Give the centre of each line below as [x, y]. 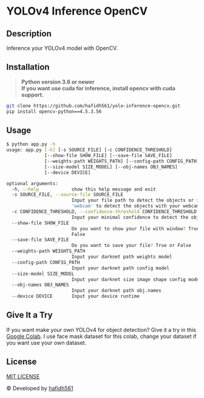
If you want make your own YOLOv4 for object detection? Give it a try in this [101, 329]
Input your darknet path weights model [122, 257]
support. [32, 95]
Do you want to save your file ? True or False [131, 246]
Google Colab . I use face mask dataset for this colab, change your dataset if [101, 336]
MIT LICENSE [23, 376]
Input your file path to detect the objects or [133, 201]
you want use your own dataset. [46, 342]
